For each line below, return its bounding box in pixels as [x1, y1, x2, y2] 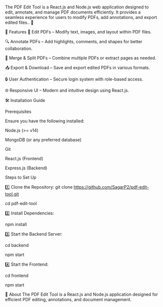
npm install [5, 222, 27, 227]
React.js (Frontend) [5, 156, 44, 162]
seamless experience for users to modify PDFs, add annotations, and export [5, 15, 157, 20]
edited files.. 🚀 [5, 19, 34, 25]
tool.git [5, 191, 19, 197]
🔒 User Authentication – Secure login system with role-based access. [5, 76, 144, 82]
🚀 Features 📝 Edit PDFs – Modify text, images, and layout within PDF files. [5, 29, 152, 34]
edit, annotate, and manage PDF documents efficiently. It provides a [5, 9, 141, 15]
